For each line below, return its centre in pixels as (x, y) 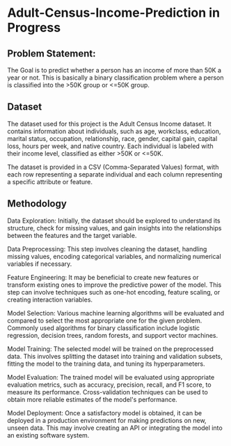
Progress (34, 28)
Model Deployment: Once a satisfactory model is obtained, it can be (105, 412)
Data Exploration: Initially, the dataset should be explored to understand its (114, 221)
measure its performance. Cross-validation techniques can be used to (108, 392)
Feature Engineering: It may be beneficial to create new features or (103, 277)
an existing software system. (48, 435)
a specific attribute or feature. (50, 181)
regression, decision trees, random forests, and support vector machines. (113, 335)
